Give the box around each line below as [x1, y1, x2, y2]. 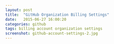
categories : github [5, 21, 46, 27]
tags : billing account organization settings [5, 26, 102, 31]
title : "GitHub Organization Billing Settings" [5, 12, 109, 17]
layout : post [5, 7, 33, 13]
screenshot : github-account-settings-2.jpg [5, 31, 98, 36]
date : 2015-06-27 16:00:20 [5, 17, 67, 22]
